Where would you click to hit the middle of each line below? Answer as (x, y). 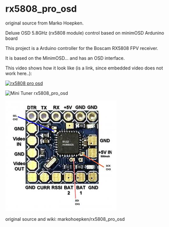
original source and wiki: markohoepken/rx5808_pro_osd (65, 219)
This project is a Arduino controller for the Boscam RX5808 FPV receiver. (82, 48)
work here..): (19, 73)
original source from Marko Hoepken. (45, 23)
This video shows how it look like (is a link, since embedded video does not (84, 68)
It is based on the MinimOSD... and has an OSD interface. (65, 58)
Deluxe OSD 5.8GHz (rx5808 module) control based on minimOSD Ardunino (85, 33)
